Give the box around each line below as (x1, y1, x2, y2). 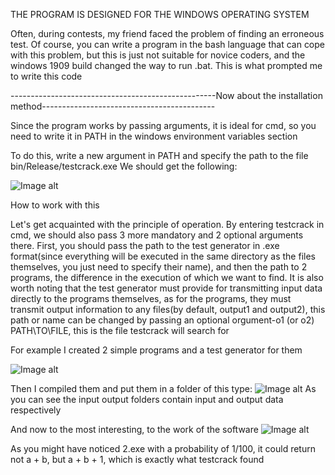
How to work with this (10, 199, 100, 211)
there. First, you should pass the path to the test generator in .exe (10, 240, 280, 251)
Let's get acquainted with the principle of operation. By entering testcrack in (10, 219, 325, 230)
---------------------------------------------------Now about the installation (10, 90, 323, 101)
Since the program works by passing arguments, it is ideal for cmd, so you (10, 120, 317, 131)
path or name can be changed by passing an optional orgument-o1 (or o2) (10, 314, 315, 326)
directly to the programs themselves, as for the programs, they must (10, 293, 292, 304)
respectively (10, 404, 62, 416)
